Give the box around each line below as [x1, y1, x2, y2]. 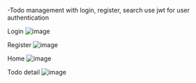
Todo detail [7, 68, 40, 76]
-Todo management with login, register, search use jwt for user [7, 6, 190, 14]
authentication [7, 13, 49, 22]
